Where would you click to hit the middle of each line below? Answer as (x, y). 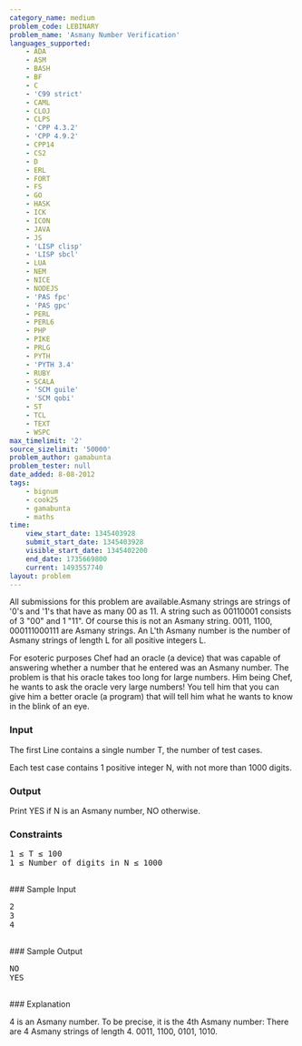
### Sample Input (43, 890)
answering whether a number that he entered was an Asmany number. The (149, 668)
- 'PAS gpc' (48, 306)
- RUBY (38, 373)
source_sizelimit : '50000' (60, 449)
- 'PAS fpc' (48, 297)
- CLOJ (38, 111)
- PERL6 (40, 322)
